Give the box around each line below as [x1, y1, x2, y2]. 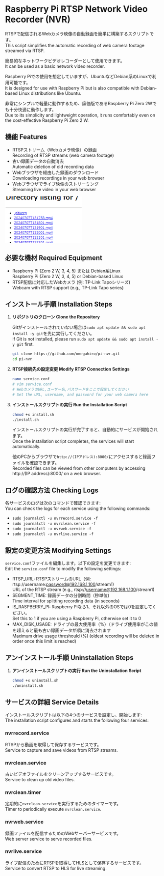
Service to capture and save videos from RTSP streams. [5, 747, 118, 753]
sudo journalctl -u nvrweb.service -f [12, 527, 92, 532]
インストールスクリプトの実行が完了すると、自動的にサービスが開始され [12, 426, 158, 433]
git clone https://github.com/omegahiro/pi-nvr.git [12, 351, 120, 357]
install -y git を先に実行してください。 [12, 331, 94, 337]
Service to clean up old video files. [5, 776, 75, 782]
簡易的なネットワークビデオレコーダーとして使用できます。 [5, 57, 125, 63]
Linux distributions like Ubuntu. [19, 90, 82, 96]
